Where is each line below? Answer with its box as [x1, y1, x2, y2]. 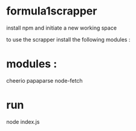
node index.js [6, 118, 40, 125]
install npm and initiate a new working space [6, 24, 117, 31]
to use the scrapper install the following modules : [6, 36, 131, 43]
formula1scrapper [6, 4, 97, 18]
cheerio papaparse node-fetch [6, 77, 83, 84]
